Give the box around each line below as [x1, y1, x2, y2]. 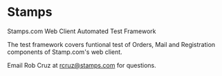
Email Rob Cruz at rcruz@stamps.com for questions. [7, 61, 157, 69]
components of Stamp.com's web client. [7, 48, 122, 56]
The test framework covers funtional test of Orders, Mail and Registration [7, 40, 216, 48]
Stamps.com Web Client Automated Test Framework [7, 27, 157, 35]
